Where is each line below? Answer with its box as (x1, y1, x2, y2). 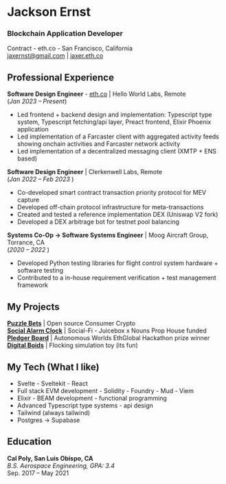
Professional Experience (7, 72, 115, 83)
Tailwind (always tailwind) (16, 408, 91, 417)
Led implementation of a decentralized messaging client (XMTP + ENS (16, 147, 217, 156)
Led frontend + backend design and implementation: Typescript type (16, 111, 212, 119)
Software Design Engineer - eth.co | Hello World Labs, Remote (7, 90, 186, 98)
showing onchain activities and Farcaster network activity (16, 140, 181, 148)
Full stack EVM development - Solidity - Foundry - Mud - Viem (16, 386, 194, 394)
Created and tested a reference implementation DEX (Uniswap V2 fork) (16, 211, 218, 219)
